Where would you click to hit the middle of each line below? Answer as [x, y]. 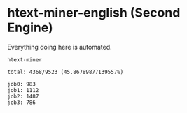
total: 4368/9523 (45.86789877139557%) [65, 72]
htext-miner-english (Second [94, 13]
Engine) [30, 28]
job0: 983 [22, 84]
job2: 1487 [23, 96]
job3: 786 [22, 103]
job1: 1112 [23, 90]
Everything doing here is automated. [60, 47]
